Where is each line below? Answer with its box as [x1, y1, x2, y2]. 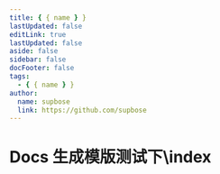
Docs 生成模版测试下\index [9, 147, 212, 168]
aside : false [9, 47, 59, 56]
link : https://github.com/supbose [17, 105, 147, 114]
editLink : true [9, 30, 67, 39]
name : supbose [17, 96, 70, 106]
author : [9, 88, 39, 97]
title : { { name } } [9, 13, 87, 23]
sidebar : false [9, 55, 67, 64]
